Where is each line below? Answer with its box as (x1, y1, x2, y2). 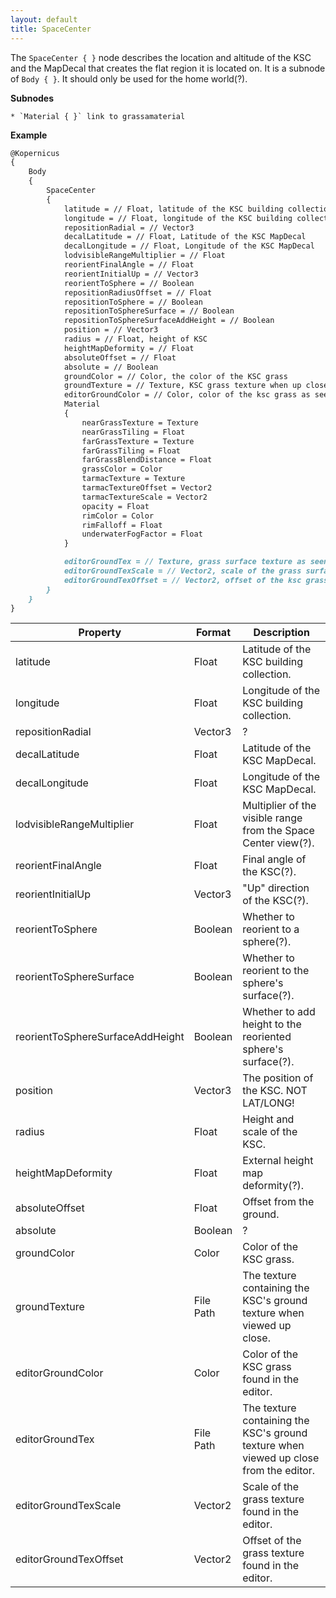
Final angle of (242, 852, 307, 866)
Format (195, 626, 231, 640)
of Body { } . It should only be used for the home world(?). (10, 72, 248, 85)
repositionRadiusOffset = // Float (63, 287, 213, 298)
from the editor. (242, 1464, 316, 1478)
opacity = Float (81, 501, 150, 511)
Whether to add (242, 1005, 316, 1019)
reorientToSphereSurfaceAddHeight (15, 1030, 185, 1044)
